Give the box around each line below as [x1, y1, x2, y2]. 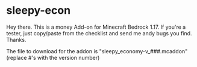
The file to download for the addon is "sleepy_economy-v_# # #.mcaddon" [6, 47, 188, 54]
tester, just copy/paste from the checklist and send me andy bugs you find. [6, 29, 192, 36]
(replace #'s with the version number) [6, 54, 100, 61]
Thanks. [6, 36, 27, 43]
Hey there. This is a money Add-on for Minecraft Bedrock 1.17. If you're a [6, 23, 186, 31]
